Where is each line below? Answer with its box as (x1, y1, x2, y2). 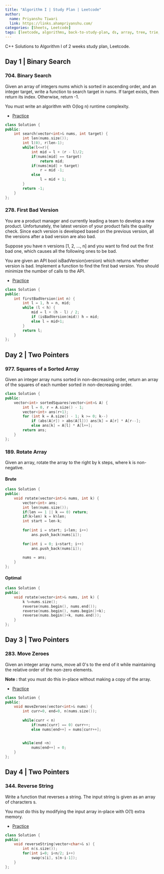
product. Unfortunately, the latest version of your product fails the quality (5, 223, 152, 229)
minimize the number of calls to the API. (5, 268, 85, 274)
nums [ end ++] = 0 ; (31, 745, 67, 750)
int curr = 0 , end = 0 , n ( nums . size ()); (22, 709, 97, 714)
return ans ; (22, 428, 47, 433)
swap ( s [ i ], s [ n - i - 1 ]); (31, 855, 78, 860)
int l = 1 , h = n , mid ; (22, 301, 71, 306)
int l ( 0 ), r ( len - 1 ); (22, 141, 64, 146)
